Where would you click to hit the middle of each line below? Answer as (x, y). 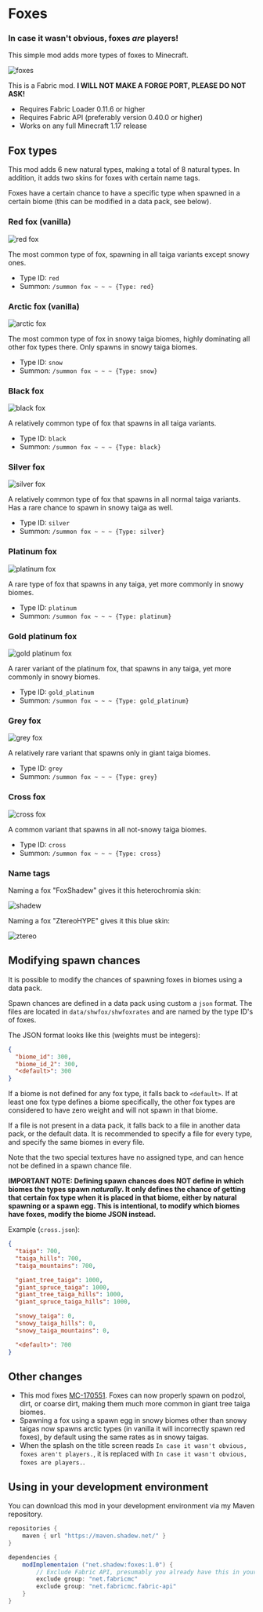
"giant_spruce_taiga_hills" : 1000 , (73, 1302)
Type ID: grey (41, 768)
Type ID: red (39, 278)
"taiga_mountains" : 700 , (56, 1266)
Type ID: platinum (48, 607)
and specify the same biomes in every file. (76, 1142)
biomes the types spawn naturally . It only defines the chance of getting (127, 1190)
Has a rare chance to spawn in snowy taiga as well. (91, 508)
